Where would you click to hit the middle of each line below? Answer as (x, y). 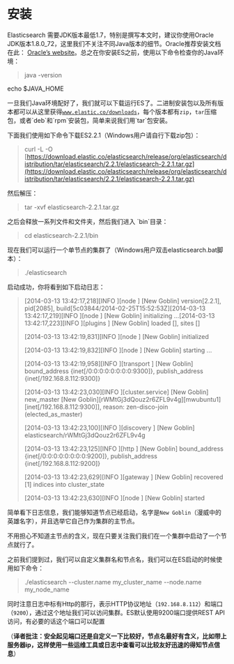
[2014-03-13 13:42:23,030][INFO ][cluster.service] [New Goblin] (116, 392)
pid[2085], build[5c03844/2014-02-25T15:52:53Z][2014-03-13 (115, 308)
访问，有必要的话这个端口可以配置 (56, 621)
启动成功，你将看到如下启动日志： (56, 287)
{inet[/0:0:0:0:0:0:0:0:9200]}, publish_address (91, 456)
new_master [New (50, 399)
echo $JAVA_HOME (36, 89)
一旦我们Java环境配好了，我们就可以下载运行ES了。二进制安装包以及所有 (112, 103)
